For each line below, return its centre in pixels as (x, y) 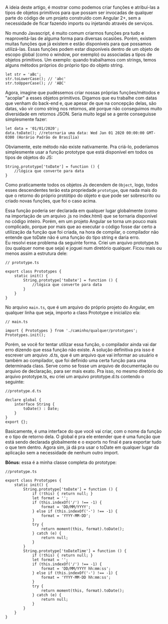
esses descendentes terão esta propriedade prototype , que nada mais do (81, 190)
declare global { (23, 400)
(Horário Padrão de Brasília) (48, 137)
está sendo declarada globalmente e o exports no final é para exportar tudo (83, 442)
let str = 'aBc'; (23, 75)
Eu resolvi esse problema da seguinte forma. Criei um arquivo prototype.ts (82, 243)
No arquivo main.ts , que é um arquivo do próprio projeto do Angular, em (80, 307)
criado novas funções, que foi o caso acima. (51, 201)
